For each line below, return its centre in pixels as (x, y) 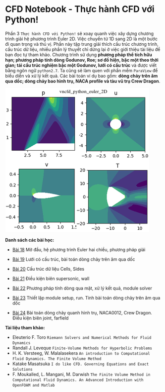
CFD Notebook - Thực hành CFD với (80, 9)
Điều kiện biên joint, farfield (40, 318)
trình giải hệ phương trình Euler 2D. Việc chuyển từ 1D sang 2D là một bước (81, 39)
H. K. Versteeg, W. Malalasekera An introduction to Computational (81, 353)
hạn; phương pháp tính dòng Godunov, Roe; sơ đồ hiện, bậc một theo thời (82, 60)
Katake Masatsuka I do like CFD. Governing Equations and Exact (81, 364)
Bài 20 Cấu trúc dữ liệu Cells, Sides (48, 269)
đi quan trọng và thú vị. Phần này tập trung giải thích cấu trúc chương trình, (82, 44)
